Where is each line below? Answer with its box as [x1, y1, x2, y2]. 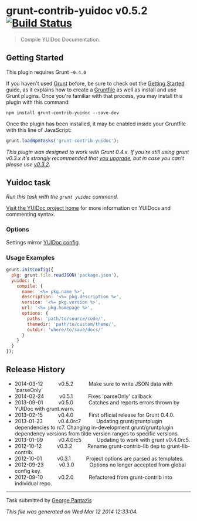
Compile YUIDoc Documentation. [20, 36, 101, 43]
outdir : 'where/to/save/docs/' [27, 326, 104, 332]
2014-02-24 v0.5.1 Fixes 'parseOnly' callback [14, 393, 152, 400]
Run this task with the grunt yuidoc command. [6, 193, 118, 200]
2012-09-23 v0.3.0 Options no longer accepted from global [14, 461, 186, 468]
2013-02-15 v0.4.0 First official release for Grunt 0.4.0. [14, 411, 175, 418]
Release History [6, 365, 66, 374]
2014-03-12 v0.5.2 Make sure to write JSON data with [14, 380, 173, 387]
